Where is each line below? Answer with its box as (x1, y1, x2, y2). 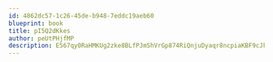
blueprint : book (8, 19, 63, 27)
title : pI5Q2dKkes (8, 27, 71, 35)
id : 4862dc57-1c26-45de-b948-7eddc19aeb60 (8, 11, 154, 20)
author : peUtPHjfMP (8, 34, 75, 43)
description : (8, 42, 53, 50)
